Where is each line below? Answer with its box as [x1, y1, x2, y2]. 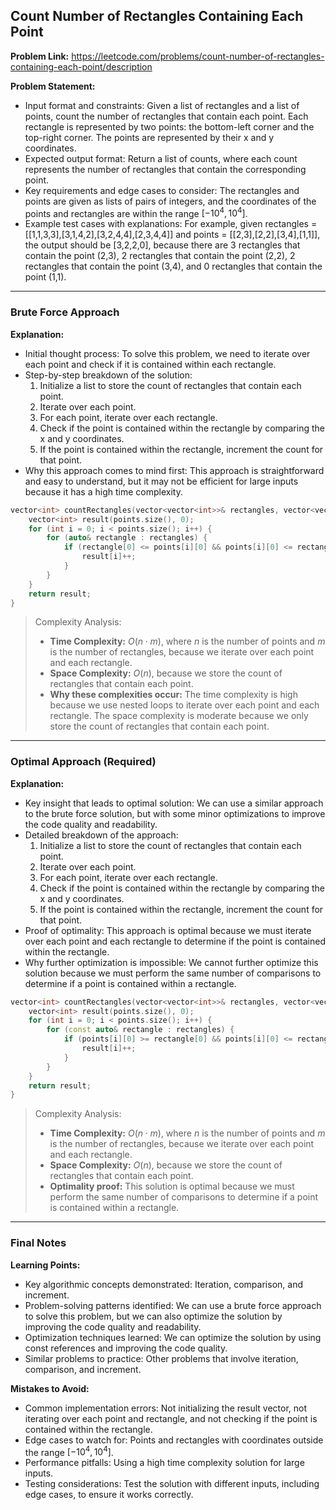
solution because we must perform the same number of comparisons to [24, 967, 322, 979]
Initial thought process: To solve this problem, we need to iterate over [24, 347, 311, 359]
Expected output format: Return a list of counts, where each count [24, 152, 298, 164]
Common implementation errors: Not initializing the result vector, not [24, 1402, 308, 1414]
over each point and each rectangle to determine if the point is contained [24, 935, 327, 947]
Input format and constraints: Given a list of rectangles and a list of [24, 99, 300, 111]
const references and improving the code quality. [24, 1342, 228, 1354]
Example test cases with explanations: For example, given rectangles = [24, 218, 318, 230]
